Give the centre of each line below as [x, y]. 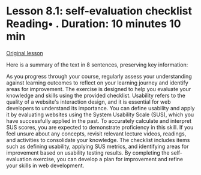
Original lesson [25, 53]
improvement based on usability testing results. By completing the [88, 153]
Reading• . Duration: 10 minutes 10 [94, 24]
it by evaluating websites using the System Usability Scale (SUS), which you [100, 114]
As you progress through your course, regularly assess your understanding [99, 76]
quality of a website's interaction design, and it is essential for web [88, 102]
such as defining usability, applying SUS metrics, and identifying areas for [97, 146]
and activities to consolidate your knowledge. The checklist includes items [98, 140]
